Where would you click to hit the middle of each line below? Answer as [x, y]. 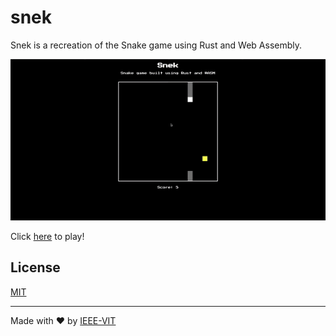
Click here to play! [47, 236]
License [35, 267]
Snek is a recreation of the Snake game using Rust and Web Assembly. [156, 45]
